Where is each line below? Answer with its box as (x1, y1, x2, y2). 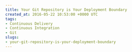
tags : (5, 16, 17, 21)
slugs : (5, 35, 19, 40)
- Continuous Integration (5, 26, 59, 31)
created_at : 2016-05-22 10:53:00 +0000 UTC (5, 12, 98, 17)
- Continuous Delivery (5, 21, 53, 26)
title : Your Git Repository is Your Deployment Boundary (5, 7, 127, 12)
